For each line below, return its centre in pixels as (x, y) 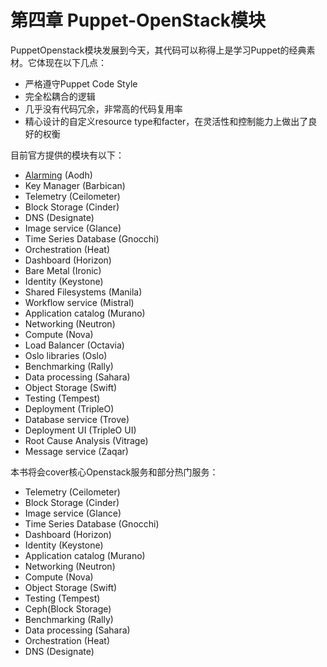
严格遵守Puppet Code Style (81, 83)
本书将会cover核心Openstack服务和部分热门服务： (114, 472)
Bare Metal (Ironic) (63, 270)
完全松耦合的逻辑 (60, 96)
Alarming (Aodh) (58, 175)
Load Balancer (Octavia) (74, 345)
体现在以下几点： (71, 62)
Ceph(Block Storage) (68, 608)
